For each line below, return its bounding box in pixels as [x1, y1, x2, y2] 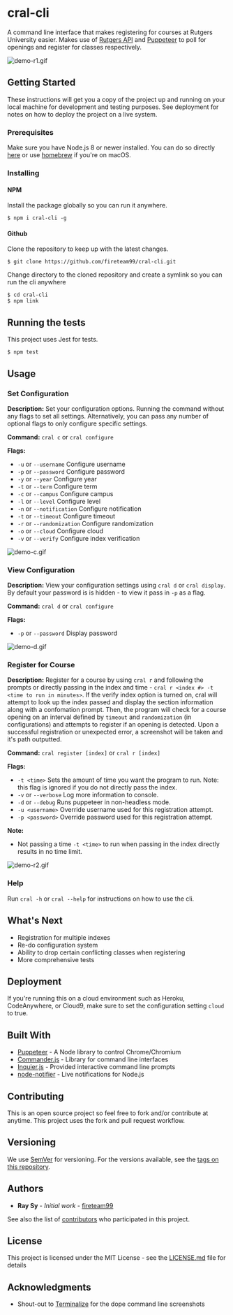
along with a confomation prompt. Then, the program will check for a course [7, 706, 227, 714]
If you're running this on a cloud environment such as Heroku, [7, 994, 185, 1003]
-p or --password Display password [17, 629, 118, 637]
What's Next [7, 915, 63, 927]
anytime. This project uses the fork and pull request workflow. [7, 1117, 186, 1125]
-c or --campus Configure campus [17, 489, 114, 497]
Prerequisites [7, 127, 54, 137]
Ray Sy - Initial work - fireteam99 [17, 1201, 114, 1209]
